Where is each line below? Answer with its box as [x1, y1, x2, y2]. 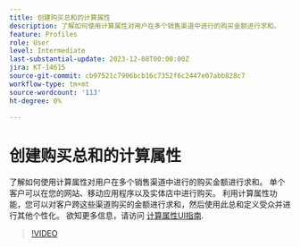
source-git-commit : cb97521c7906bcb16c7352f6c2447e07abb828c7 [9, 72, 246, 81]
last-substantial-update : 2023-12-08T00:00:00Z [9, 55, 190, 64]
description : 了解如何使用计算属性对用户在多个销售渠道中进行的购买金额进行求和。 [9, 21, 281, 30]
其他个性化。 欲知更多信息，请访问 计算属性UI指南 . [16, 210, 204, 221]
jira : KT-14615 [9, 64, 66, 72]
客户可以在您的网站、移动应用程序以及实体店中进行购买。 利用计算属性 [9, 188, 270, 199]
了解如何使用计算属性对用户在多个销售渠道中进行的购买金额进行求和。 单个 [9, 176, 286, 188]
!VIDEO [30, 228, 58, 239]
